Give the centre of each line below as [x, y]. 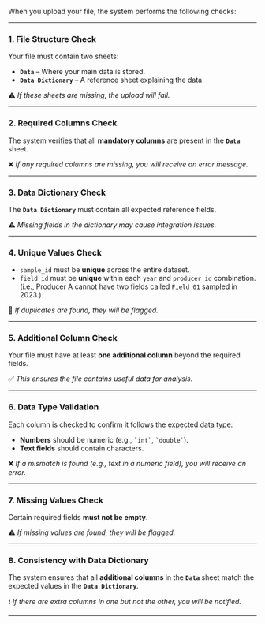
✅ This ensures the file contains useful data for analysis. [101, 379]
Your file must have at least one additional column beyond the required [124, 355]
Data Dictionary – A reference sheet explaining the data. [112, 80]
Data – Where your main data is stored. [82, 72]
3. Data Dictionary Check [57, 192]
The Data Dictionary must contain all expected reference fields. [112, 209]
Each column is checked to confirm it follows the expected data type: [121, 424]
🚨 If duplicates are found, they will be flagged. [84, 310]
